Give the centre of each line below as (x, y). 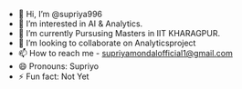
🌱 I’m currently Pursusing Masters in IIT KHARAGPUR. (119, 33)
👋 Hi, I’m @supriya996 (60, 14)
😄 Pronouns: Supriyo (58, 66)
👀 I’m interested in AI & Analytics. (80, 24)
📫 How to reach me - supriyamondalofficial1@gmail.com (125, 53)
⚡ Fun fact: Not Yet (53, 76)
